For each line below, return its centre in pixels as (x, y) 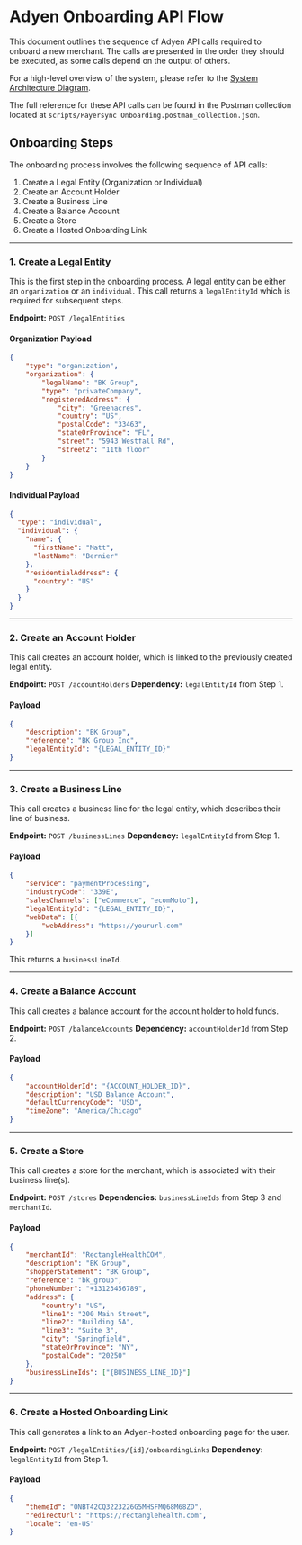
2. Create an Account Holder (73, 638)
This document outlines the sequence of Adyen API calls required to (136, 41)
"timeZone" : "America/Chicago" (84, 1111)
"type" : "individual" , (60, 523)
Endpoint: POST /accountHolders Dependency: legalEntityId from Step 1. (147, 684)
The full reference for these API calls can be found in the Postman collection (151, 104)
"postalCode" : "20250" (84, 1355)
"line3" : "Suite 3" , (80, 1331)
